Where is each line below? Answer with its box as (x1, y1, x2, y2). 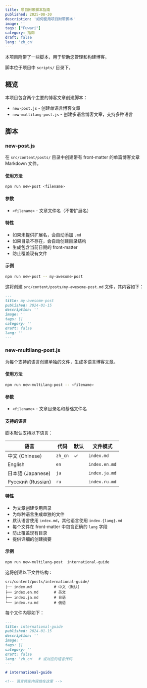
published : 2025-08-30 (5, 12, 52, 17)
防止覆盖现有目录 (12, 530, 48, 535)
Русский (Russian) (7, 478, 51, 485)
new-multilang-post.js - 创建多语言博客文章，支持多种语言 (12, 111, 133, 117)
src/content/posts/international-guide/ (5, 579, 90, 584)
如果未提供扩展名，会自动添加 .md (12, 231, 82, 237)
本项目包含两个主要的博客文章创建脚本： (5, 94, 88, 100)
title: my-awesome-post (5, 298, 54, 303)
